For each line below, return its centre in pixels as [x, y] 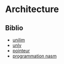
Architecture [32, 9]
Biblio [14, 28]
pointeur [21, 51]
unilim [18, 40]
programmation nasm [34, 56]
